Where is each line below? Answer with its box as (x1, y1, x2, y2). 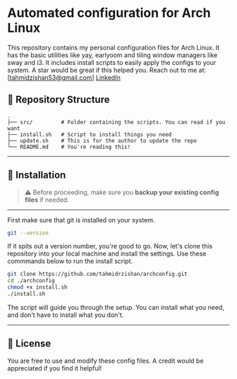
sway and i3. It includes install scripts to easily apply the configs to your (7, 58, 217, 66)
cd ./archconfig (7, 277, 55, 284)
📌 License (7, 337, 51, 350)
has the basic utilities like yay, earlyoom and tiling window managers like (7, 51, 218, 59)
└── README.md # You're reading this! (7, 143, 131, 150)
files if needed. (24, 195, 69, 204)
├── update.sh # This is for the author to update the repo (7, 137, 197, 144)
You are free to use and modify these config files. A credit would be (7, 356, 204, 365)
